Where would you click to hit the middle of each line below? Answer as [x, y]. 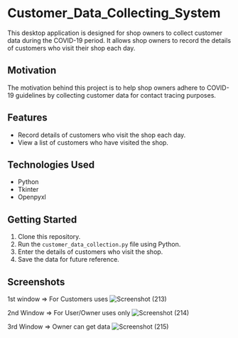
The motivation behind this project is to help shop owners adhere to [106, 88]
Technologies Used [51, 164]
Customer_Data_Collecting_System [114, 13]
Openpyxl [32, 197]
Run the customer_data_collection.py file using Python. [99, 245]
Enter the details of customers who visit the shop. [90, 252]
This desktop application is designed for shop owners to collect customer [115, 33]
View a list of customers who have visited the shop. [93, 142]
